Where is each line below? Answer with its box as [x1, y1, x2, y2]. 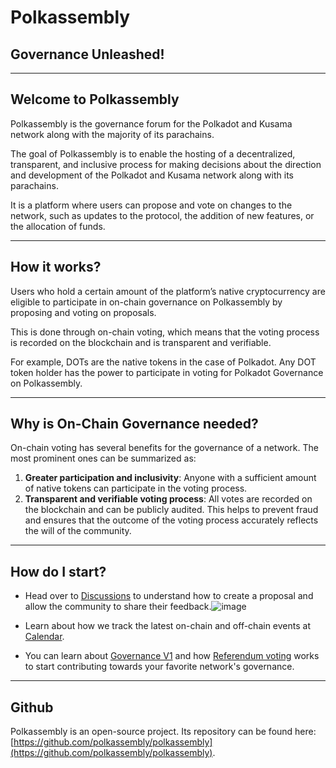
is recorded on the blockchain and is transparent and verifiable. [10, 336, 272, 348]
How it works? [10, 259, 102, 276]
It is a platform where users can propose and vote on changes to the [10, 199, 293, 211]
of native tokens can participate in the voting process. [24, 482, 248, 495]
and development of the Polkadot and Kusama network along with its [10, 169, 294, 181]
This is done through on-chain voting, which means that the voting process [10, 326, 320, 338]
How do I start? [10, 563, 107, 580]
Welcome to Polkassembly [10, 91, 180, 108]
